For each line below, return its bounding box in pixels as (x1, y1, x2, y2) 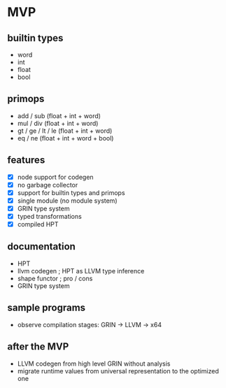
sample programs (7, 302, 86, 314)
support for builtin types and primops (17, 188, 125, 196)
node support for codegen (17, 173, 94, 181)
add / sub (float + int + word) (17, 111, 101, 120)
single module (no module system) (17, 196, 118, 205)
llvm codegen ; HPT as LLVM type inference (17, 266, 145, 275)
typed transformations (17, 212, 82, 220)
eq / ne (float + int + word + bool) (17, 134, 114, 142)
